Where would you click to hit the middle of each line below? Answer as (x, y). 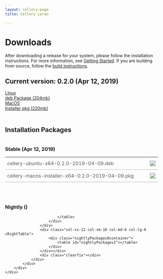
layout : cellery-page (27, 9)
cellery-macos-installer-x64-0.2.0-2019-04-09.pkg (71, 176)
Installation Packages (38, 130)
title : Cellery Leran (27, 14)
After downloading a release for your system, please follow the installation (79, 56)
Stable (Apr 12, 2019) (30, 149)
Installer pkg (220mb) (27, 108)
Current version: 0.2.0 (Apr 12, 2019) (62, 81)
